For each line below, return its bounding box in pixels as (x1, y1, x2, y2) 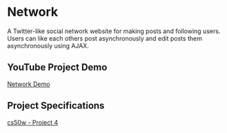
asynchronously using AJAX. (7, 41, 90, 50)
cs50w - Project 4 (7, 118, 59, 126)
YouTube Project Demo (7, 61, 108, 73)
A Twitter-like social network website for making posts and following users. (7, 27, 221, 35)
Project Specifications (7, 100, 105, 112)
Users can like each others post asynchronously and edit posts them (7, 34, 202, 42)
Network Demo (7, 80, 50, 88)
